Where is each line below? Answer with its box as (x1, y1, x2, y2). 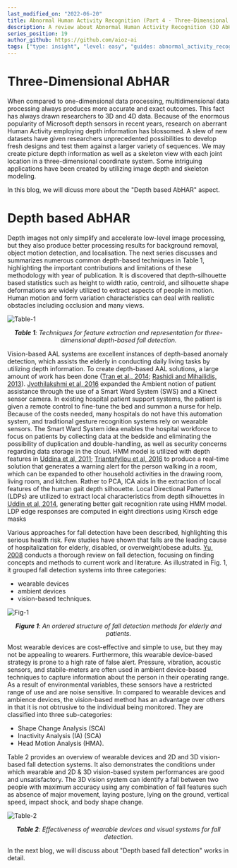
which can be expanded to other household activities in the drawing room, (7, 469, 224, 478)
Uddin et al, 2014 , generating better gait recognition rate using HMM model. (7, 499, 227, 508)
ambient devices (17, 586, 66, 595)
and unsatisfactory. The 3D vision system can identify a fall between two (7, 775, 219, 783)
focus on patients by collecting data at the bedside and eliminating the (7, 432, 212, 440)
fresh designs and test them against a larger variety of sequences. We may (7, 142, 226, 150)
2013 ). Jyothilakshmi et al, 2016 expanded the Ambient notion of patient (7, 379, 217, 388)
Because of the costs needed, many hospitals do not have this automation (7, 409, 223, 418)
